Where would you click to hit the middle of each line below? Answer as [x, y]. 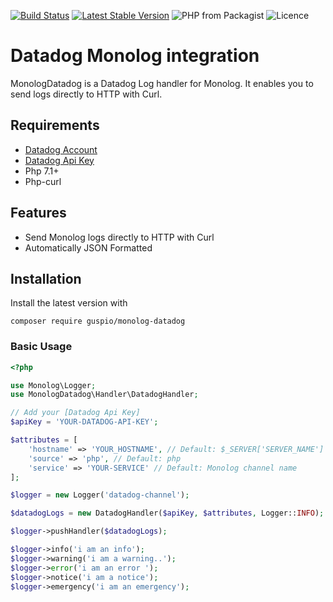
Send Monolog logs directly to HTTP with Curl [119, 237]
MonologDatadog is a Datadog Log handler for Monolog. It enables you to [162, 83]
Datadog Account [61, 149]
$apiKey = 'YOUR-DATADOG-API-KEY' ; [84, 422]
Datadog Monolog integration [135, 56]
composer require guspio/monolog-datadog [98, 321]
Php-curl [43, 181]
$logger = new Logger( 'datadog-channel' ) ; [100, 495]
